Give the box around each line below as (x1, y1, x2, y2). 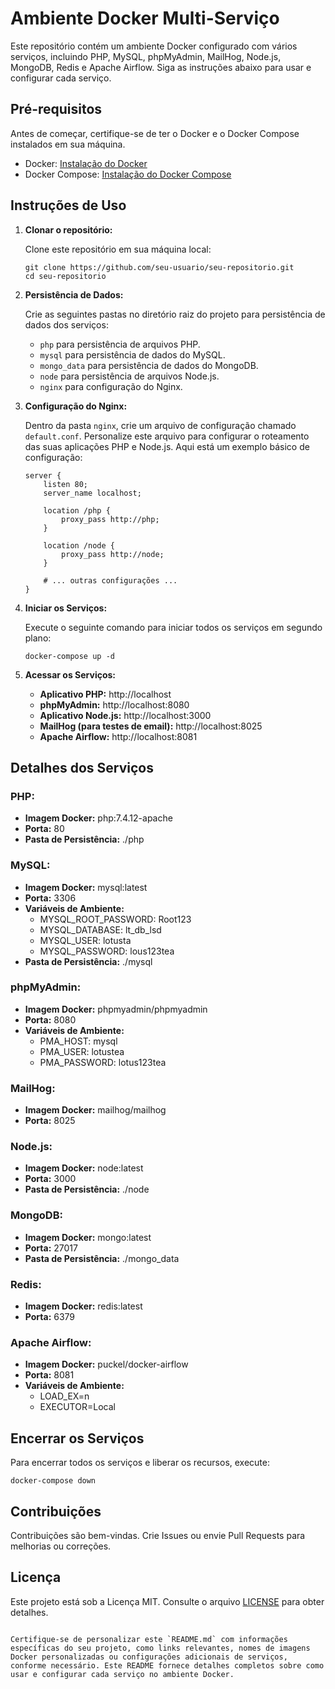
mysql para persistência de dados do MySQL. (39, 348, 226, 361)
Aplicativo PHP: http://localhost (39, 688, 172, 700)
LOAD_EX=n (39, 1390, 90, 1402)
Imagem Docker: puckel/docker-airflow (24, 1358, 189, 1371)
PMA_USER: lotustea (39, 1045, 125, 1057)
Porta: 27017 (24, 1242, 78, 1254)
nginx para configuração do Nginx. (39, 380, 183, 392)
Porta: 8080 (24, 1013, 77, 1026)
